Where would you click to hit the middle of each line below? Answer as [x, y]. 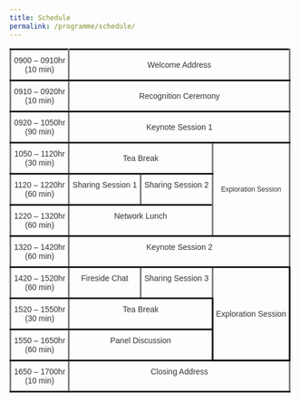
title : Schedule [40, 18]
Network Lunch [140, 215]
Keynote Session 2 [179, 247]
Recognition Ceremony [179, 96]
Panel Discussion [141, 340]
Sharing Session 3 [176, 278]
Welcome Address [179, 65]
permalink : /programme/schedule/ [73, 26]
